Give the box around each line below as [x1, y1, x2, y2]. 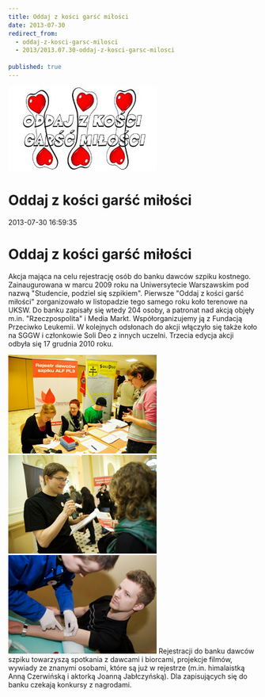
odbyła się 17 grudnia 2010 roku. [8, 339, 114, 348]
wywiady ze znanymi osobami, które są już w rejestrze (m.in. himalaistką [8, 663, 245, 672]
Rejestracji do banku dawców [157, 646, 255, 656]
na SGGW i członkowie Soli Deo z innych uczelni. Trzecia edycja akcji [8, 330, 234, 340]
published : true [8, 63, 62, 71]
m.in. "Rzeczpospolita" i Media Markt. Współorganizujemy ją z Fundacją [8, 313, 243, 323]
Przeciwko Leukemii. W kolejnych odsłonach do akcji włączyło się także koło [8, 322, 258, 331]
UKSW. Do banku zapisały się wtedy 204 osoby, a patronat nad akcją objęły [8, 305, 255, 315]
